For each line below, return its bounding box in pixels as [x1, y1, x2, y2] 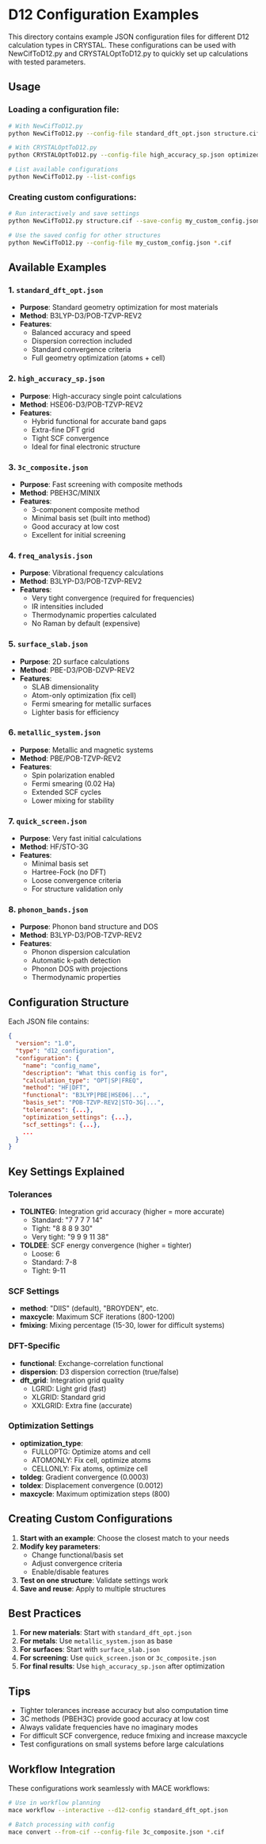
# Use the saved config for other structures [8, 231, 161, 239]
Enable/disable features [31, 1567, 109, 1576]
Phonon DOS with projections [31, 964, 128, 974]
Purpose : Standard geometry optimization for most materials [19, 303, 219, 312]
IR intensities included [31, 602, 104, 611]
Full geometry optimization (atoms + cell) [31, 353, 166, 363]
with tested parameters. [8, 57, 86, 67]
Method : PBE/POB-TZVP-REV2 [19, 753, 122, 763]
